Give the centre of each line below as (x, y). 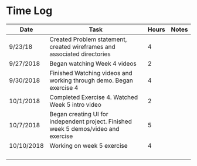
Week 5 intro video (75, 104)
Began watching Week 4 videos (93, 63)
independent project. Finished (91, 121)
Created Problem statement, (88, 39)
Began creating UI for (79, 114)
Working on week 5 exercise (89, 145)
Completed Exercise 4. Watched (94, 97)
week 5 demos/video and (84, 128)
